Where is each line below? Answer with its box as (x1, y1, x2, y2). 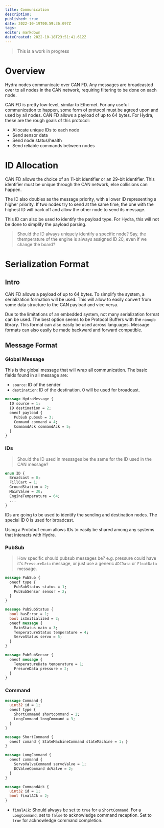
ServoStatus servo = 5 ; (14, 635, 63, 639)
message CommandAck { (5, 784, 49, 789)
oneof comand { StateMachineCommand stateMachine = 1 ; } (9, 739, 128, 744)
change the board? (17, 241, 55, 247)
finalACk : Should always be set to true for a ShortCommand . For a (12, 807, 141, 813)
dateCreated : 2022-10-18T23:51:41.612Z (5, 35, 87, 40)
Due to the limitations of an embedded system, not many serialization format (5, 311, 159, 317)
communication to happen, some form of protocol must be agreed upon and (5, 107, 159, 113)
